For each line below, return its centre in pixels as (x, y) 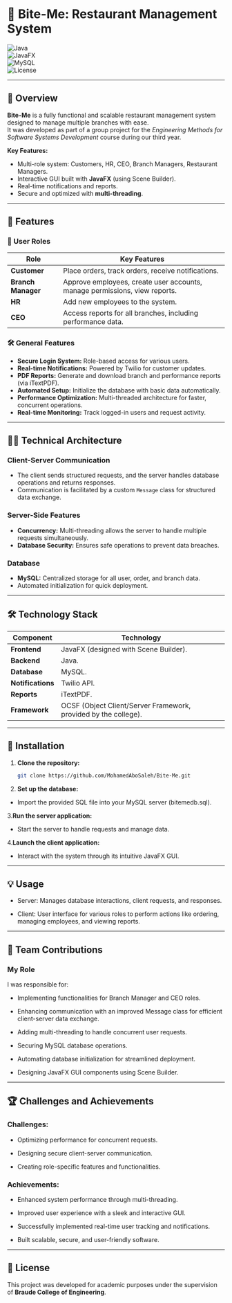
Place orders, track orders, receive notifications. (141, 271)
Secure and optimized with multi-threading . (80, 193)
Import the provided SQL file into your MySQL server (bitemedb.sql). (114, 802)
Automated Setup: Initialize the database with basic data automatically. (119, 390)
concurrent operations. (50, 405)
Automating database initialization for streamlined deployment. (106, 1059)
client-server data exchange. (58, 1019)
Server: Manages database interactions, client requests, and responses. (119, 901)
